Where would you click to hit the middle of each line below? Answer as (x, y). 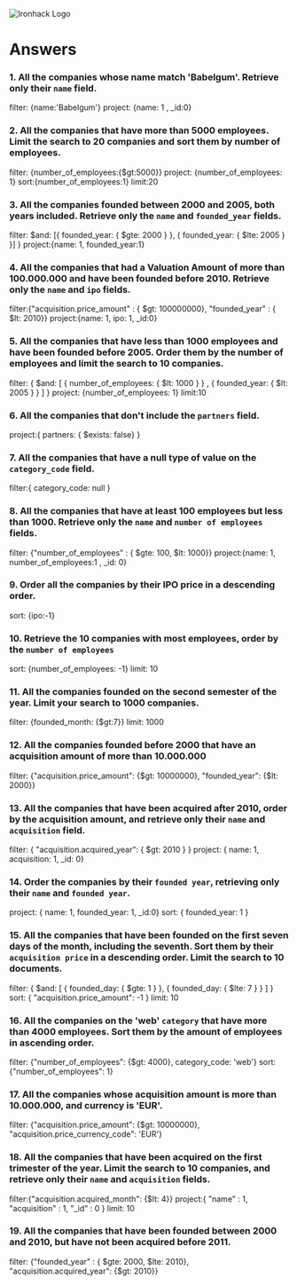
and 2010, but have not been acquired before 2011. (120, 1242)
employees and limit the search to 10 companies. (117, 364)
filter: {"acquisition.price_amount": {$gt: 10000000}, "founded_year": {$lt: (144, 776)
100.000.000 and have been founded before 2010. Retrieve (140, 278)
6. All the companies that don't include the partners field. (134, 415)
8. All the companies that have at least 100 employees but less (146, 511)
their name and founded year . (70, 893)
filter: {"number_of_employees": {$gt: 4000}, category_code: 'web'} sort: (143, 1061)
